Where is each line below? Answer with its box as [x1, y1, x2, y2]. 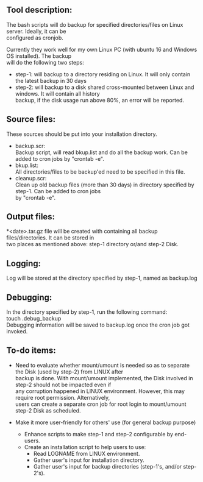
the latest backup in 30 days [15, 77, 87, 84]
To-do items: [6, 346, 56, 356]
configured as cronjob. [6, 34, 64, 41]
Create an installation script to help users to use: [24, 443, 146, 450]
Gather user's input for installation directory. [33, 456, 144, 464]
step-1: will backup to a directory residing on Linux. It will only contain [15, 70, 191, 78]
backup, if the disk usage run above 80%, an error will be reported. [15, 96, 185, 104]
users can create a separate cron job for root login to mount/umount [15, 400, 187, 408]
